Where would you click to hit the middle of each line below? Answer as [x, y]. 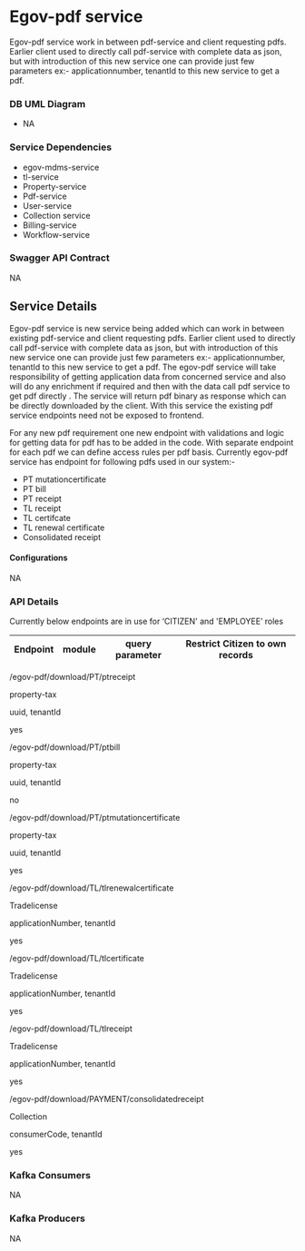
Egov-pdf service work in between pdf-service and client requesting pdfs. [148, 42]
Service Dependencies [60, 147]
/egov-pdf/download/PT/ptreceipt [73, 677]
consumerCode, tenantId [56, 1134]
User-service [47, 205]
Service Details [54, 306]
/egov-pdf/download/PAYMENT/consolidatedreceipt [107, 1099]
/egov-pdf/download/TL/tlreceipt [71, 1029]
